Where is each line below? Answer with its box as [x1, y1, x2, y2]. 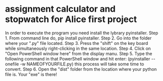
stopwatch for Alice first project [5, 14, 137, 25]
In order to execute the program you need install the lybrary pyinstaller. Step [5, 30, 159, 36]
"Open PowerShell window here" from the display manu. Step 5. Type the [5, 50, 152, 57]
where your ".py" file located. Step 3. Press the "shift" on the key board [5, 40, 148, 46]
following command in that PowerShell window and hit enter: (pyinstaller [5, 56, 150, 61]
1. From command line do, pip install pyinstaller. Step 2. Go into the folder [5, 35, 152, 41]
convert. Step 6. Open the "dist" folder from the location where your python [5, 66, 157, 72]
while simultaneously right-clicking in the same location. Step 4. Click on [5, 45, 151, 51]
